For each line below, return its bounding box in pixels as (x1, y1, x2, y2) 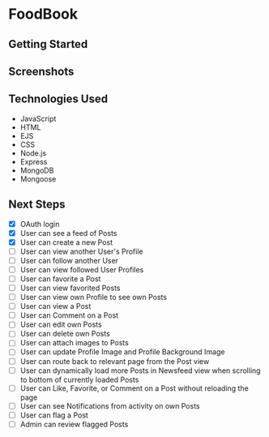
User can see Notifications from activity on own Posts (19, 401, 200, 410)
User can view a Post (19, 302, 92, 311)
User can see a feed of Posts (19, 228, 117, 238)
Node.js (19, 148, 47, 158)
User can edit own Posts (19, 319, 103, 329)
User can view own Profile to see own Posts (19, 293, 168, 302)
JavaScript (19, 114, 57, 123)
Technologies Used (8, 92, 108, 106)
